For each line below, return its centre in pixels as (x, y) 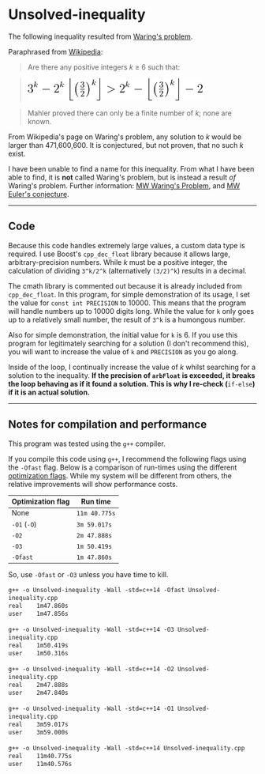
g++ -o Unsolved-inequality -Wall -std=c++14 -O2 (91, 669)
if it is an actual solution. (49, 392)
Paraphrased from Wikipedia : (56, 51)
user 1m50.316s (38, 653)
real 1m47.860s (38, 606)
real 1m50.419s (38, 645)
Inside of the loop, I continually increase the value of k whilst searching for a (132, 367)
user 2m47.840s (38, 693)
